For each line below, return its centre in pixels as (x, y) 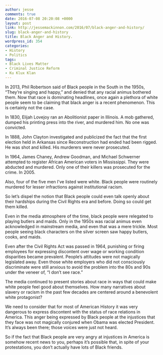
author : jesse (19, 10)
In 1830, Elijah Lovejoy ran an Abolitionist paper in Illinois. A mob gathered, (80, 117)
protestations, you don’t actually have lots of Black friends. (64, 347)
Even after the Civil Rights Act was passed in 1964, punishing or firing (75, 246)
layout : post (18, 23)
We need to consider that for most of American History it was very (72, 306)
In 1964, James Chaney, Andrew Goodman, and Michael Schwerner (73, 157)
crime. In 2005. (20, 172)
